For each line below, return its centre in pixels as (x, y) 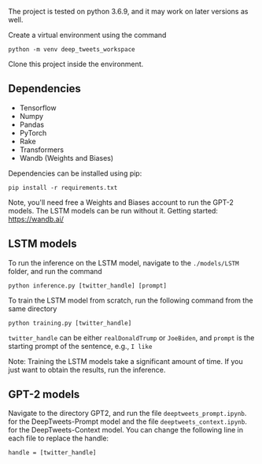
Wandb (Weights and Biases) (66, 158)
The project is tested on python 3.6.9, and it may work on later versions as (128, 11)
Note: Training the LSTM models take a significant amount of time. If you (126, 361)
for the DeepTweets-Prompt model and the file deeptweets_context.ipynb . (128, 421)
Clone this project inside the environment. (76, 64)
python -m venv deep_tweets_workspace (72, 50)
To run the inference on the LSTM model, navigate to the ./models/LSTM (124, 262)
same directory (33, 308)
